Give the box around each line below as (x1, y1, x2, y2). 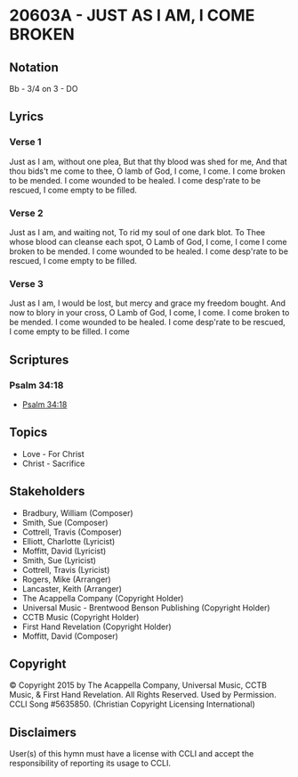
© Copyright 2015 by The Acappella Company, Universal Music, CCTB (9, 680, 267, 691)
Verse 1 (9, 135, 42, 148)
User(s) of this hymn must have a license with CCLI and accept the (9, 748, 254, 759)
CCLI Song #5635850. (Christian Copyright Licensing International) (9, 699, 255, 709)
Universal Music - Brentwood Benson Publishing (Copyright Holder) (21, 602, 270, 613)
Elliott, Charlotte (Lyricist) (21, 536, 116, 546)
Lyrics (9, 109, 44, 125)
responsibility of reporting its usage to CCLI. (9, 758, 172, 769)
